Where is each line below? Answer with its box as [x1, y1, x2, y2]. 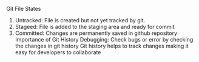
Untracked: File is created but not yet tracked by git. [15, 17, 146, 23]
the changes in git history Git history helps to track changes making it [15, 42, 189, 49]
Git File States [6, 5, 41, 12]
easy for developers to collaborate [15, 49, 101, 56]
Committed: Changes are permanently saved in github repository [15, 29, 178, 37]
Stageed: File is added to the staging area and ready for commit [15, 23, 175, 30]
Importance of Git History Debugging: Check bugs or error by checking [15, 36, 194, 43]
